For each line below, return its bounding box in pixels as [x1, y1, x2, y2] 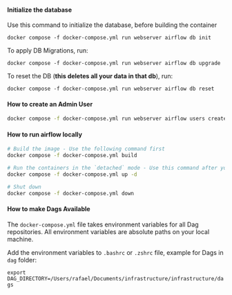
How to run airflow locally [7, 130, 83, 138]
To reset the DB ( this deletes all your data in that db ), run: [7, 72, 173, 80]
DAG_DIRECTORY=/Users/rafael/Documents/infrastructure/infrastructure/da [7, 275, 224, 282]
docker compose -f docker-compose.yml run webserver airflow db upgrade [7, 60, 221, 67]
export [7, 269, 26, 276]
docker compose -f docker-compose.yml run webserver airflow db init [7, 35, 212, 42]
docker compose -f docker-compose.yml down [7, 190, 135, 197]
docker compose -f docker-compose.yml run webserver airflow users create [7, 115, 227, 123]
